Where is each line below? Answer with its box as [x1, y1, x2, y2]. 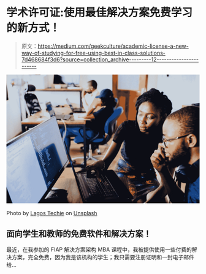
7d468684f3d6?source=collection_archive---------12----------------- [21, 56, 199, 63]
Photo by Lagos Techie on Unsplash [6, 209, 97, 216]
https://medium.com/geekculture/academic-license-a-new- [37, 42, 189, 50]
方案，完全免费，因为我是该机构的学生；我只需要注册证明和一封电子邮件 [11, 254, 194, 261]
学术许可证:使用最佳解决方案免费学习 [6, 6, 193, 20]
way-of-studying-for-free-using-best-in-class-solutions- [21, 49, 166, 56]
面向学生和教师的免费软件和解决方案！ [6, 229, 151, 239]
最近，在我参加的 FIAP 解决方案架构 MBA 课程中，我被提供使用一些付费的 [6, 246, 192, 253]
